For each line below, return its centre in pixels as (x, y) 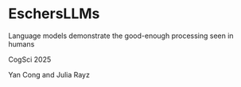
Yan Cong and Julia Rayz (49, 74)
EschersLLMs (54, 14)
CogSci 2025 (30, 59)
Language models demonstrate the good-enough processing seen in (121, 36)
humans (21, 43)
